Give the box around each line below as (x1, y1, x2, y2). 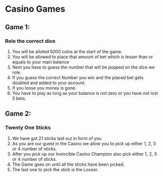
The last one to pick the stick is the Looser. (12, 166, 99, 172)
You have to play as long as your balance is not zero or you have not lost (12, 90, 158, 96)
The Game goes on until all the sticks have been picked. (12, 161, 125, 167)
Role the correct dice (5, 38, 56, 44)
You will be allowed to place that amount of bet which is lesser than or (12, 54, 153, 60)
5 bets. (12, 95, 26, 101)
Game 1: (5, 23, 30, 31)
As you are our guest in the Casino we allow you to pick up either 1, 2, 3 (12, 140, 156, 146)
